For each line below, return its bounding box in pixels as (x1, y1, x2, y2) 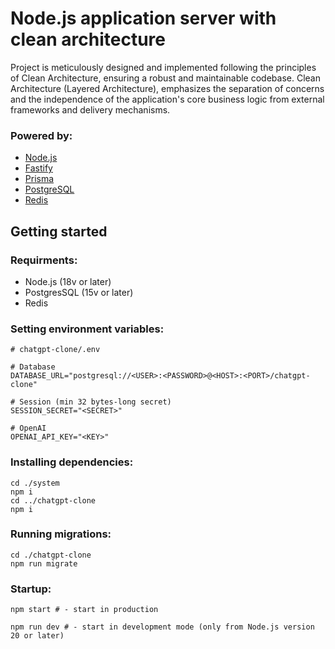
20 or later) (10, 631, 65, 641)
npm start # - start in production (10, 605, 159, 615)
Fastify (24, 162, 53, 174)
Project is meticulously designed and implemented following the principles (10, 61, 317, 73)
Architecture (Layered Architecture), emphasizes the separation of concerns (10, 82, 325, 94)
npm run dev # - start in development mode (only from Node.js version (10, 622, 315, 632)
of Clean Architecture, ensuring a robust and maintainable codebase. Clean (10, 72, 321, 84)
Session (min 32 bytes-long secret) (19, 397, 172, 407)
